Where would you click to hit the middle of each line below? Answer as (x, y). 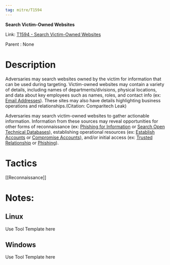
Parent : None (20, 44)
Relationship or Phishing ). (32, 142)
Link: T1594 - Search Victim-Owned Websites (53, 34)
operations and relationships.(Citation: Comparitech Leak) (66, 106)
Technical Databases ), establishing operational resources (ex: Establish (80, 132)
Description (31, 65)
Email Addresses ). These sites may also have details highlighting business (83, 100)
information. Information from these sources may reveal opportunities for (82, 121)
